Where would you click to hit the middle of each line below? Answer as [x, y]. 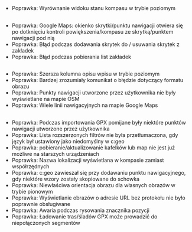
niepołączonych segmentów [46, 223]
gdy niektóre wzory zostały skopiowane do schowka [76, 179]
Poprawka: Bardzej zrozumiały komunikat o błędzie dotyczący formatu [97, 80]
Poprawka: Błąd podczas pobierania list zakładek [71, 57]
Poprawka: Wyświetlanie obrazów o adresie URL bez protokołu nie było [98, 198]
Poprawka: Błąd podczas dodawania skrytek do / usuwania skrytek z [96, 44]
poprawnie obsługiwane [41, 204]
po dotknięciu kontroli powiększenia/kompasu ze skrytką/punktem [92, 31]
